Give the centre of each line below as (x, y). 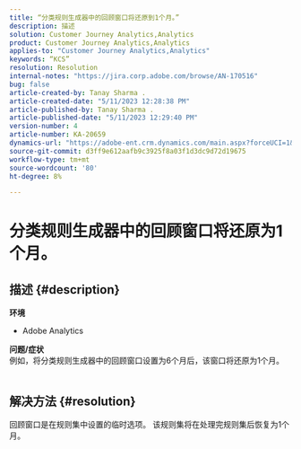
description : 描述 (42, 26)
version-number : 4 (43, 127)
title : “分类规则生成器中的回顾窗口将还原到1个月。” (95, 18)
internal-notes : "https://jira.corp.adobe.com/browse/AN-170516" (133, 76)
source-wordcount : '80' (54, 168)
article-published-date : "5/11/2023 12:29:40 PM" (104, 118)
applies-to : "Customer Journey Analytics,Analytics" (110, 51)
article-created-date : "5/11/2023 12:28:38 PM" (100, 101)
